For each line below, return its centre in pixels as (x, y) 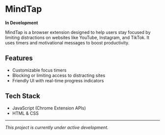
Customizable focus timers (39, 70)
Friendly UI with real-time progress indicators (58, 80)
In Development (22, 23)
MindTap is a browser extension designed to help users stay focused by (78, 32)
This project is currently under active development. (57, 127)
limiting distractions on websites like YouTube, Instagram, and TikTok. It (77, 37)
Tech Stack (23, 96)
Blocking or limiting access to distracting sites (59, 75)
